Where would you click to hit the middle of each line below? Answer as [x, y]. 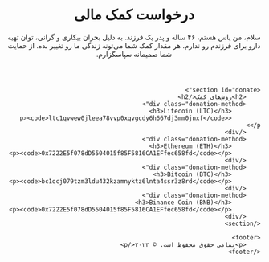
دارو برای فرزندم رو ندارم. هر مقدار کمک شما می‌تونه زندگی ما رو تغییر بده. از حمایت [134, 45]
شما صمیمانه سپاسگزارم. [134, 54]
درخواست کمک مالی [134, 15]
